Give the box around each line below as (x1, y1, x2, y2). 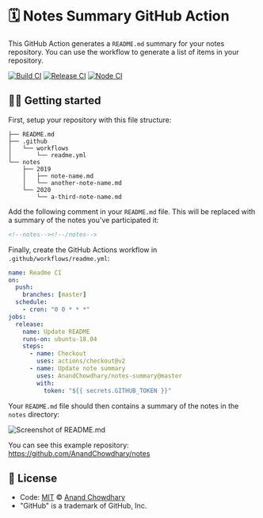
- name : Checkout (29, 350, 87, 358)
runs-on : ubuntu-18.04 (22, 335, 97, 343)
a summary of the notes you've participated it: (8, 215, 159, 224)
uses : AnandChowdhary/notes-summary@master (36, 371, 182, 380)
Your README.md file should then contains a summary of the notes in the (8, 401, 239, 410)
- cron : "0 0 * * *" (22, 305, 90, 313)
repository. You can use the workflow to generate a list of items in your (8, 47, 239, 56)
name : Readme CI (8, 268, 62, 277)
